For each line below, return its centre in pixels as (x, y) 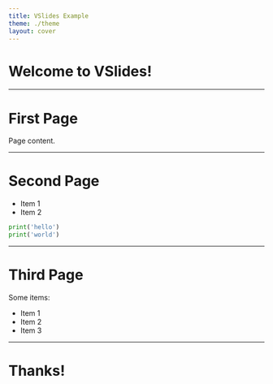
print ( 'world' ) (34, 235)
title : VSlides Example (49, 16)
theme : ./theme (34, 24)
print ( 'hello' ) (34, 227)
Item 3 (31, 330)
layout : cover (32, 31)
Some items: (29, 297)
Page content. (32, 141)
